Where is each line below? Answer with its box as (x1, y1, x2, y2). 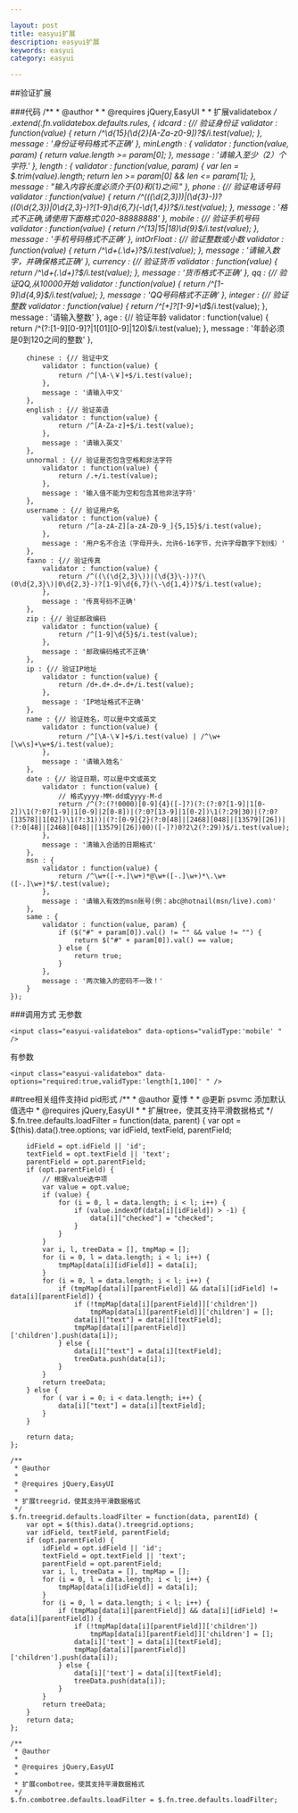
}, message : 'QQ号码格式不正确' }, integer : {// (99, 289, 271, 300)
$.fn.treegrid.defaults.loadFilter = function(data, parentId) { (10, 1513, 258, 1522)
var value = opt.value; (42, 1182, 130, 1192)
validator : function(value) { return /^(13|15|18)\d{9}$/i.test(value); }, (10, 223, 260, 234)
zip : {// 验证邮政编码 (26, 614, 106, 623)
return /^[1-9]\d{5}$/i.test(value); (57, 631, 199, 639)
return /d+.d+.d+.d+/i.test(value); (57, 681, 195, 689)
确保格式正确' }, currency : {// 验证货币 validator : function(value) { (33, 256, 278, 267)
